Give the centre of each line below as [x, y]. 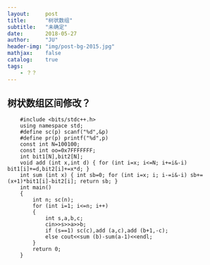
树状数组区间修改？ [49, 103]
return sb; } [99, 181]
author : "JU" [33, 40]
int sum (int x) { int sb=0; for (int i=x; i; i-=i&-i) [104, 175]
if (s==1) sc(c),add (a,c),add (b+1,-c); [107, 231]
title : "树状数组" [40, 20]
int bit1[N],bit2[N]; [51, 157]
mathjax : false [34, 54]
